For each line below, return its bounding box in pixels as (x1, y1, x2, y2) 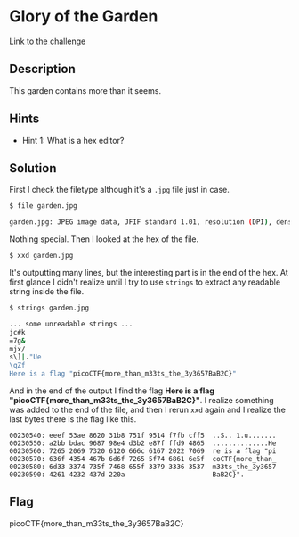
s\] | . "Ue (9, 352, 42, 362)
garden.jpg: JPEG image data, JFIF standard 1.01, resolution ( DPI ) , (9, 218, 273, 227)
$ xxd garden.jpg (9, 252, 74, 260)
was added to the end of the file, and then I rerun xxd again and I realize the (9, 404, 287, 415)
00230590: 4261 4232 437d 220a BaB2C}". (9, 470, 245, 479)
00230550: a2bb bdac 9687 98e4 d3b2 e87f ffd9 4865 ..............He (9, 439, 277, 448)
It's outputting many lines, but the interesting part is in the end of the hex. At (9, 268, 289, 277)
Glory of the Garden (9, 6, 158, 27)
